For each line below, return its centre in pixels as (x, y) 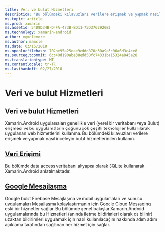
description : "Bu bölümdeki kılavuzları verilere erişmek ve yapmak (77, 14)
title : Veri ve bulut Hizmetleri (39, 10)
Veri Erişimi (23, 154)
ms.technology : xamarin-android (38, 32)
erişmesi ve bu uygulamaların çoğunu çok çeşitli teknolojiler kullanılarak (77, 128)
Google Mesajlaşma (36, 187)
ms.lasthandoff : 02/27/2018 (34, 69)
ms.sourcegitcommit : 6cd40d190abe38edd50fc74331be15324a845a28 (71, 55)
